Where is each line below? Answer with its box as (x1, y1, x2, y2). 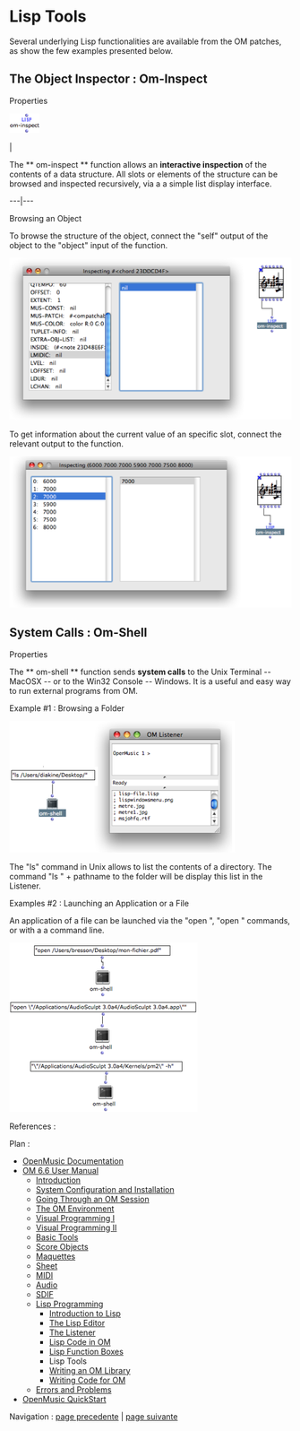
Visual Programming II (35, 1222, 117, 1233)
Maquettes (35, 1251, 76, 1262)
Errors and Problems (35, 1383, 112, 1395)
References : (9, 1121, 56, 1132)
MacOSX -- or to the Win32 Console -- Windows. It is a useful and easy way (9, 675, 291, 687)
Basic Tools (35, 1231, 79, 1243)
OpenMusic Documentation (21, 1155, 124, 1166)
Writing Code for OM (48, 1375, 126, 1385)
